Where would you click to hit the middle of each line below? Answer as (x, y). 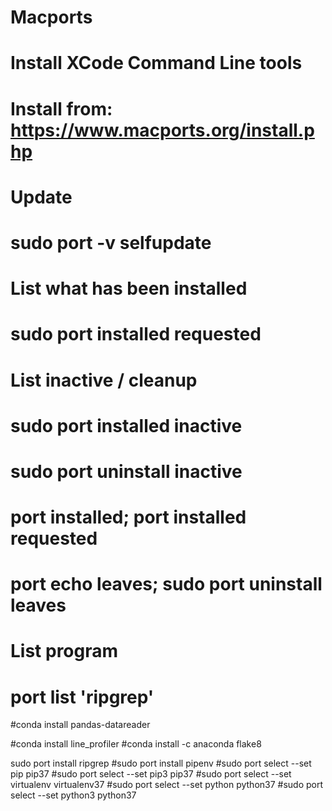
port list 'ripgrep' (82, 697)
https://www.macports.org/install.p (162, 130)
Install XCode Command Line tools (156, 63)
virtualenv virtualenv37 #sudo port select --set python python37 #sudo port (167, 785)
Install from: (61, 108)
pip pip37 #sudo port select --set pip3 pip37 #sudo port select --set (151, 774)
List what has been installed (129, 288)
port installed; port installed (128, 517)
